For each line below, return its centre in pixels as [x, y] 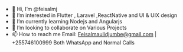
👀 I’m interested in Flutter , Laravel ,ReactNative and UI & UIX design [94, 15]
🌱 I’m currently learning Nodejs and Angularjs [67, 21]
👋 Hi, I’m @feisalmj [35, 9]
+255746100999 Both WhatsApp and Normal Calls [73, 43]
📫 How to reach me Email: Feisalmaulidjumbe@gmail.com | [84, 34]
